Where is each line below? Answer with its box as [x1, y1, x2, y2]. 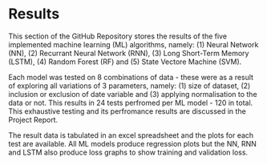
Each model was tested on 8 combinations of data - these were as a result [8, 72, 254, 82]
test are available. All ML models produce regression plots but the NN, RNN [8, 139, 257, 148]
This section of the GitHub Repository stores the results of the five [8, 31, 227, 41]
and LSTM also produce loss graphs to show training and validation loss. [8, 147, 249, 157]
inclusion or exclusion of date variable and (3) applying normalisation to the [8, 89, 258, 99]
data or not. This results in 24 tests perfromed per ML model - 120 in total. [8, 98, 253, 107]
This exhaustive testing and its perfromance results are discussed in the [8, 106, 246, 116]
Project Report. [8, 115, 59, 124]
